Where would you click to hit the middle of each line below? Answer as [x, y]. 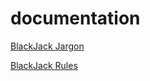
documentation [75, 18]
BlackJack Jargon [47, 46]
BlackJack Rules [44, 65]
